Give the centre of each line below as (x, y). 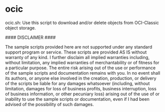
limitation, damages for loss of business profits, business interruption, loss (81, 88)
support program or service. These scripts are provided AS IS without (76, 52)
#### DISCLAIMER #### (30, 37)
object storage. (21, 28)
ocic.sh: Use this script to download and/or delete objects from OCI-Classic (82, 23)
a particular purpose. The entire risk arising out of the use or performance (80, 68)
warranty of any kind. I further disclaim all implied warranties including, (77, 57)
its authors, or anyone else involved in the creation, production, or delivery (81, 78)
